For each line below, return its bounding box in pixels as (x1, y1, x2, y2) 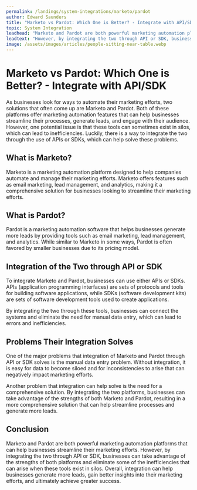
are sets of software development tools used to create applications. (6, 296, 169, 303)
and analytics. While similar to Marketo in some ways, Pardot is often (6, 238, 172, 245)
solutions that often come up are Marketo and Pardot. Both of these (6, 104, 169, 111)
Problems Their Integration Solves (6, 337, 134, 347)
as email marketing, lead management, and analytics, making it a (6, 181, 162, 188)
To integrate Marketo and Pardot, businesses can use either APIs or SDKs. (6, 277, 186, 285)
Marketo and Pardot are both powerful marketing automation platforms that (6, 440, 188, 447)
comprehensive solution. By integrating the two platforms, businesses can (6, 388, 185, 396)
